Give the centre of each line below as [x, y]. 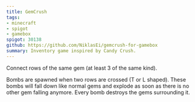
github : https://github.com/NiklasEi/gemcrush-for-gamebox [82, 46]
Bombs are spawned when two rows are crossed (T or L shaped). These [96, 79]
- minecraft [21, 23]
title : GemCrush [27, 12]
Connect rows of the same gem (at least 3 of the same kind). [82, 68]
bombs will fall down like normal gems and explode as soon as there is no [98, 86]
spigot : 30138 [24, 40]
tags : [13, 17]
